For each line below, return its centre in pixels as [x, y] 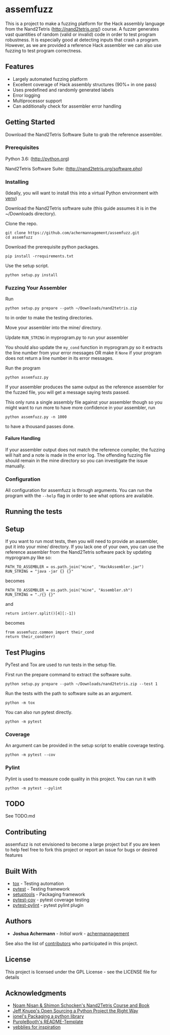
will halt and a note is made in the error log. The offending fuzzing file [78, 455]
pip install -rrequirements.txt [39, 256]
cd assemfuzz [19, 238]
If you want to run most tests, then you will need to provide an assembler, [82, 541]
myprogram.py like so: [29, 558]
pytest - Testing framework [41, 889]
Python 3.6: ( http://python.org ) [37, 159]
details [12, 977]
